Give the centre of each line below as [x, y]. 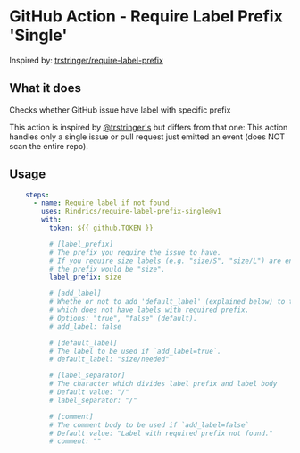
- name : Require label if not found [101, 203]
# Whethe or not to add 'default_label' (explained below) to [167, 302]
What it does [46, 88]
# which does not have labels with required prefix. [149, 310]
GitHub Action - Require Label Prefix [146, 17]
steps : [37, 195]
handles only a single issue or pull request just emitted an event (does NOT [147, 137]
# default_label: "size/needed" [109, 359]
